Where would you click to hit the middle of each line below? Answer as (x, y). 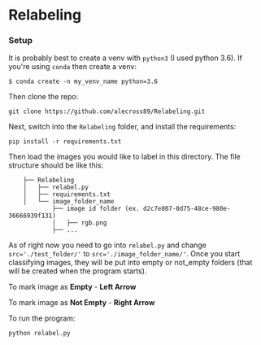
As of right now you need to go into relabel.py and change (108, 245)
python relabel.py (39, 334)
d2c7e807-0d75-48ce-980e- (187, 209)
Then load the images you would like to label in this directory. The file (125, 157)
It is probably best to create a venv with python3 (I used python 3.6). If (125, 58)
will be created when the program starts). (78, 271)
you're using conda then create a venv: (72, 67)
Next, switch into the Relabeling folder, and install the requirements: (122, 127)
